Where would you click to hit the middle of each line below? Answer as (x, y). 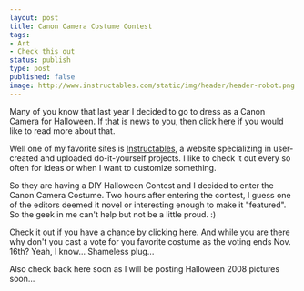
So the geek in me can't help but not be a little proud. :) (113, 214)
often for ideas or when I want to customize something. (113, 167)
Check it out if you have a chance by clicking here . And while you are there (150, 232)
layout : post (34, 18)
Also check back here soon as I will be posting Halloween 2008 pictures (145, 268)
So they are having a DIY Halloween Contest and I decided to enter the (142, 185)
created (24, 158)
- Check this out (42, 52)
